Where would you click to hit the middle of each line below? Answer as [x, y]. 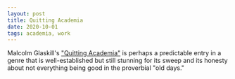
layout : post [26, 14]
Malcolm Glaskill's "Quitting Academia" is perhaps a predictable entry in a [114, 53]
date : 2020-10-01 [33, 27]
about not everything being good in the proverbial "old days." [96, 68]
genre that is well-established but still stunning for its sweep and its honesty [118, 61]
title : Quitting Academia [45, 20]
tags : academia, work [39, 33]
